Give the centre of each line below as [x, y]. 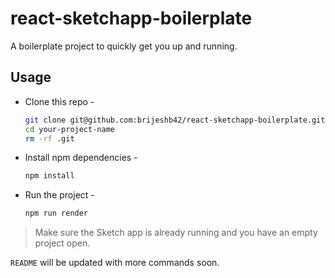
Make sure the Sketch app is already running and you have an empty [176, 233]
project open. [62, 243]
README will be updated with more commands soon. [115, 263]
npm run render [56, 213]
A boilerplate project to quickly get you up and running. [124, 46]
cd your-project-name [69, 129]
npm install [49, 176]
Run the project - [59, 195]
